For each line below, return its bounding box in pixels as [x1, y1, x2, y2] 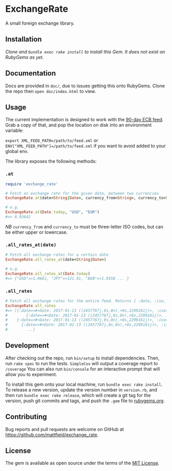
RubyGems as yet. [5, 54, 44, 60]
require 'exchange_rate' [5, 181, 58, 186]
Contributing [5, 412, 47, 421]
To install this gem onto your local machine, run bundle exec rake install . [5, 381, 163, 387]
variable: [5, 127, 24, 134]
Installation [5, 35, 42, 44]
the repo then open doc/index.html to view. [5, 88, 96, 94]
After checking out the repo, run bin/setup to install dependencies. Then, [5, 355, 160, 361]
